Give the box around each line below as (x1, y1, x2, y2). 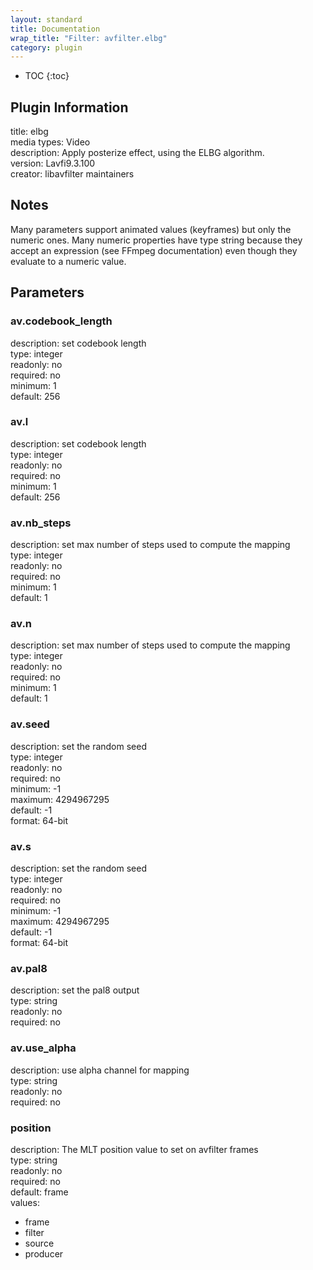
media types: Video (10, 136, 91, 148)
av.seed (10, 717, 50, 731)
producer (24, 1247, 64, 1260)
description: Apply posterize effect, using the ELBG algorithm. (10, 147, 265, 159)
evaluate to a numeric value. (10, 255, 127, 267)
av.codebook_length (10, 314, 113, 328)
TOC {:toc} (24, 70, 70, 82)
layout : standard (10, 14, 83, 25)
